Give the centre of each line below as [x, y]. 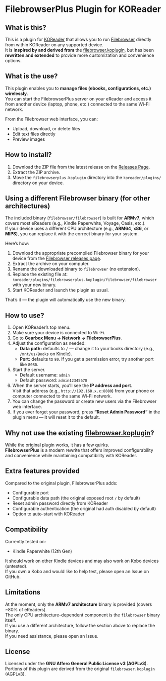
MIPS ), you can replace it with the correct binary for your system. [72, 234]
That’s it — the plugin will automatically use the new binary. [66, 300]
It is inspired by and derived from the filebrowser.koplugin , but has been [80, 50]
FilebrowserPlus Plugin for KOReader [83, 9]
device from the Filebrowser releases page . [57, 258]
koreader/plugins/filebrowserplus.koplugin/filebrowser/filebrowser [84, 280]
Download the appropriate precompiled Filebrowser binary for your [81, 253]
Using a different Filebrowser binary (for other [78, 198]
